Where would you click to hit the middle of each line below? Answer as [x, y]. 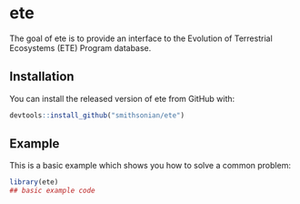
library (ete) [34, 182]
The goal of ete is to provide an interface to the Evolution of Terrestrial [141, 38]
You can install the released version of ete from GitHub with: [122, 98]
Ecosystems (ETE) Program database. [80, 47]
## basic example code [52, 191]
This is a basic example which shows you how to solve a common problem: [150, 166]
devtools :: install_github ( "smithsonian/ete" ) [97, 115]
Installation [42, 77]
